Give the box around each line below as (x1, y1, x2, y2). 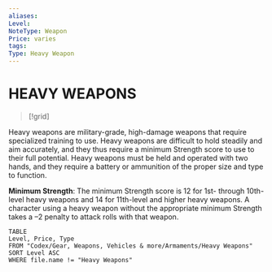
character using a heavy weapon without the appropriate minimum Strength (8, 203, 262, 213)
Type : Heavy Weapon (8, 50, 75, 58)
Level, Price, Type (8, 235, 75, 243)
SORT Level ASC (8, 248, 60, 257)
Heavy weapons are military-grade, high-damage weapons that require (8, 127, 247, 136)
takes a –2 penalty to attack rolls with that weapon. (8, 212, 179, 222)
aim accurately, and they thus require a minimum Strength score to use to (8, 144, 255, 154)
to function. (8, 170, 47, 179)
